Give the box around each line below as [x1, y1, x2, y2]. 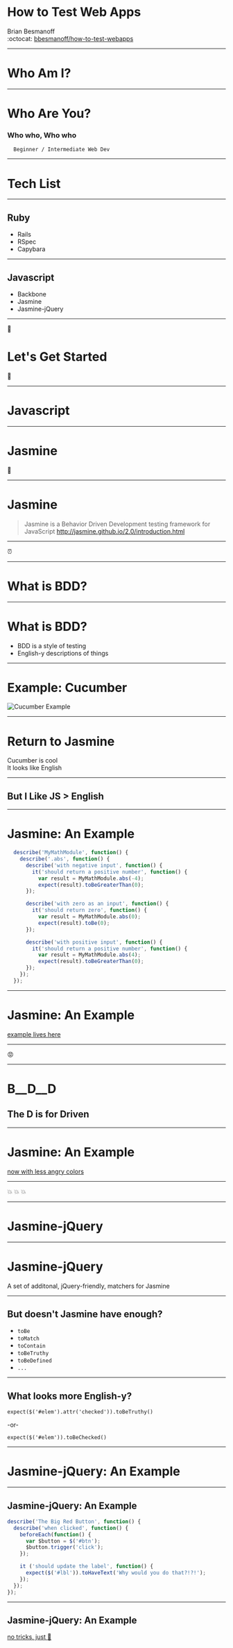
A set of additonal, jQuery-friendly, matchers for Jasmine [7, 1282, 170, 1290]
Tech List [7, 176, 61, 192]
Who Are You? [7, 105, 92, 121]
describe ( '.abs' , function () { [19, 856, 110, 863]
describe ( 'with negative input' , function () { [25, 862, 163, 869]
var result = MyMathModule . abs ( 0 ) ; [37, 913, 141, 920]
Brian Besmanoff [7, 27, 55, 35]
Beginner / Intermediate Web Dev [13, 146, 110, 153]
